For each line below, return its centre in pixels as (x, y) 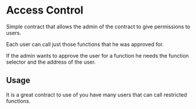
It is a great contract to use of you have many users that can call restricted (97, 94)
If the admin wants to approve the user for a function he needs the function (97, 55)
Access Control (45, 10)
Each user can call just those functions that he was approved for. (85, 44)
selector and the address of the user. (51, 62)
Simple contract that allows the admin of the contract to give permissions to (98, 27)
